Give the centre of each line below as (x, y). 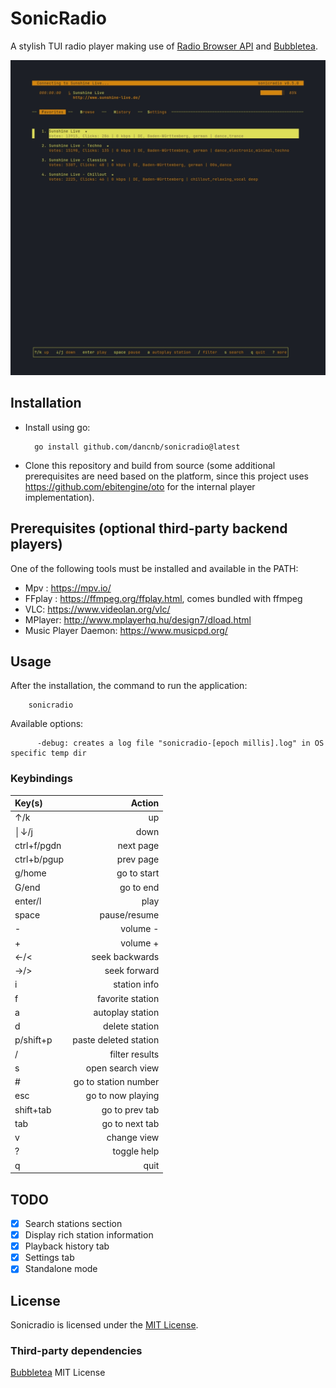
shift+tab (33, 1109)
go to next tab (130, 1123)
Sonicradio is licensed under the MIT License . (104, 1325)
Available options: (47, 724)
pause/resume (129, 915)
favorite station (128, 998)
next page (138, 845)
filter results (134, 1054)
